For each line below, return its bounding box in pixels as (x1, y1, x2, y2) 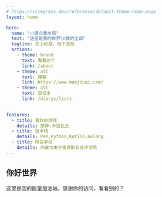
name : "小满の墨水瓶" (11, 30, 59, 36)
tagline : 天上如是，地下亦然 (11, 41, 75, 47)
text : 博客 (21, 74, 47, 80)
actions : (11, 46, 33, 53)
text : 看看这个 (21, 57, 56, 64)
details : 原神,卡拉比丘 (16, 123, 69, 129)
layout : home (6, 14, 38, 20)
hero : (6, 25, 19, 31)
